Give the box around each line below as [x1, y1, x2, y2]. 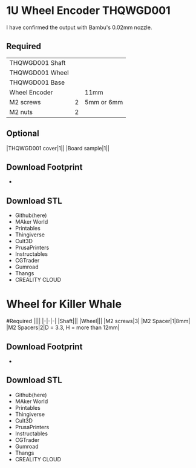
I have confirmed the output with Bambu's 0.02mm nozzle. [6, 24, 152, 31]
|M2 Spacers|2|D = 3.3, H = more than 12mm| [6, 324, 120, 331]
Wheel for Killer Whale [6, 298, 122, 311]
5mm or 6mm [84, 98, 123, 106]
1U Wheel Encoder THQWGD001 [6, 4, 171, 18]
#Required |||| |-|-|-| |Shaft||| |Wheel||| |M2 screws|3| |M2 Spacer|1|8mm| [6, 318, 191, 325]
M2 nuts [9, 107, 33, 116]
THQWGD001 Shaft [9, 58, 66, 67]
